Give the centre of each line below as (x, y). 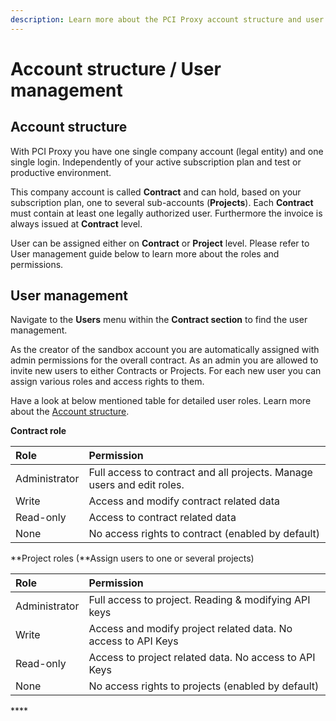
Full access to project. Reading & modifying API (199, 600)
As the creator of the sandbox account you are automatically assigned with (165, 350)
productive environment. (61, 172)
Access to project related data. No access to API (202, 658)
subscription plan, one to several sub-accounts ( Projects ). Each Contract (162, 202)
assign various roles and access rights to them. (107, 382)
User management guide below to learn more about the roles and (145, 253)
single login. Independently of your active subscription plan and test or (156, 162)
